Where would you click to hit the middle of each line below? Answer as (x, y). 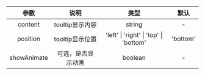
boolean (134, 58)
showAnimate (29, 58)
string (134, 24)
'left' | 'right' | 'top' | (134, 35)
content (29, 24)
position (29, 39)
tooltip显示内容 (75, 25)
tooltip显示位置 (75, 39)
